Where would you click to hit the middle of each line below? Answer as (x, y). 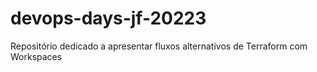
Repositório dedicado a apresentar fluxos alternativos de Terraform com (159, 46)
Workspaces (36, 56)
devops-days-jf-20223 (108, 18)
